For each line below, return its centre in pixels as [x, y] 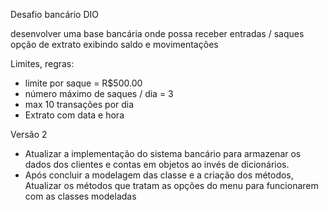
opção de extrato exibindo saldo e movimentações [114, 44]
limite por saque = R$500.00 [83, 83]
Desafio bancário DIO [54, 14]
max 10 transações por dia [79, 104]
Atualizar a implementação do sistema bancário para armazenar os [163, 153]
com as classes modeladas [80, 196]
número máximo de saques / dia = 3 [99, 93]
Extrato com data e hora [74, 115]
